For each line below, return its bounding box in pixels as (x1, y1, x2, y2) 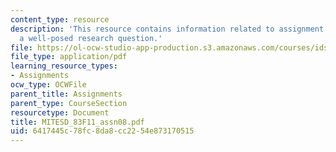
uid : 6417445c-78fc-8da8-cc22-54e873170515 (10, 126, 195, 136)
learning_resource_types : (10, 61, 118, 71)
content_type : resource (10, 14, 110, 25)
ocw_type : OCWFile (10, 80, 87, 90)
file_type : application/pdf (10, 52, 128, 62)
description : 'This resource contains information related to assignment (10, 24, 325, 34)
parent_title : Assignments (10, 89, 123, 99)
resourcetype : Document (10, 107, 110, 118)
